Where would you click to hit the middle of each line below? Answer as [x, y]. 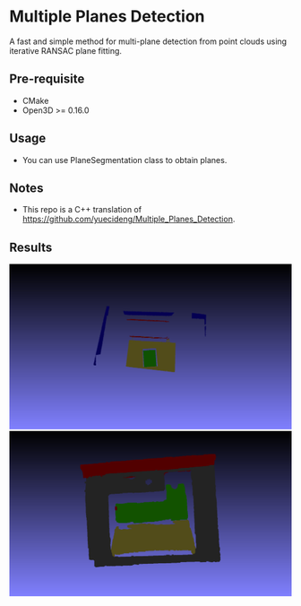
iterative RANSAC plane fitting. [66, 50]
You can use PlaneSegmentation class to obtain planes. [125, 160]
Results [31, 247]
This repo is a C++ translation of [82, 210]
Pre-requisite [47, 79]
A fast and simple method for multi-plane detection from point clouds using [148, 41]
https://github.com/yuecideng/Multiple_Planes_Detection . [129, 219]
